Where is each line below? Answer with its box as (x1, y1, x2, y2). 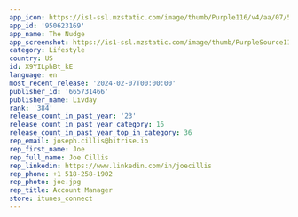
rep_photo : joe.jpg (9, 178, 82, 187)
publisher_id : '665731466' (9, 87, 109, 96)
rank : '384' (9, 104, 53, 112)
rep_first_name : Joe (9, 144, 86, 153)
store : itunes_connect (9, 194, 93, 204)
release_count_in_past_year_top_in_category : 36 (9, 128, 192, 137)
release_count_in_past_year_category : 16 (9, 120, 165, 129)
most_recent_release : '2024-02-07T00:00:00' (9, 79, 176, 88)
